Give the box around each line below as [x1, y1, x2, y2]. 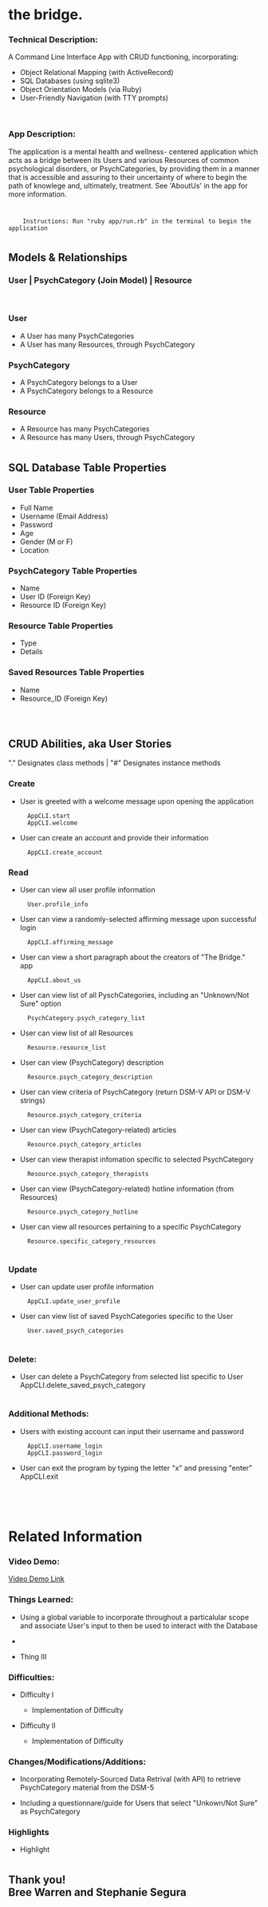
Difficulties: [8, 1671, 55, 1683]
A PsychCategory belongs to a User [19, 378, 138, 387]
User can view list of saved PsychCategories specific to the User [19, 1312, 234, 1321]
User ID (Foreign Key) [19, 592, 92, 602]
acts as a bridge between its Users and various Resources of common [8, 155, 239, 165]
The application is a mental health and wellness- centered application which [8, 146, 258, 157]
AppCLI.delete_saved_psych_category [19, 1381, 146, 1390]
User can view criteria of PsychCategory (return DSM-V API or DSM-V [19, 1087, 251, 1096]
